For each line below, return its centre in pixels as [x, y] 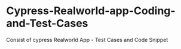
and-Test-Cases [47, 23]
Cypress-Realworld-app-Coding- [91, 11]
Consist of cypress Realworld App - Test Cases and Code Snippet [87, 40]
